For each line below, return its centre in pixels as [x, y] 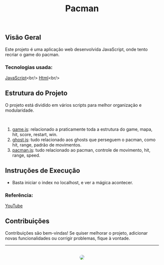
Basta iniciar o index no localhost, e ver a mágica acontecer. [72, 182]
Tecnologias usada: [29, 67]
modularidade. [20, 110]
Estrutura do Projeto [36, 93]
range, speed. [26, 155]
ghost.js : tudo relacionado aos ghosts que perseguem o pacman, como [84, 140]
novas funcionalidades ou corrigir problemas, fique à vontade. [68, 238]
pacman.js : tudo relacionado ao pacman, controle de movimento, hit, [81, 150]
